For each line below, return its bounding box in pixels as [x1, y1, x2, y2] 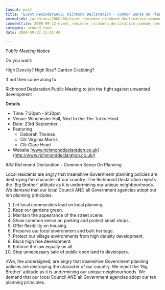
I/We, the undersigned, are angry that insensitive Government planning [5, 258, 148, 264]
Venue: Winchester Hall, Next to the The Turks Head [12, 116, 118, 121]
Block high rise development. [12, 238, 72, 244]
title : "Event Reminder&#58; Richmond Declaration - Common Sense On [5, 12, 151, 17]
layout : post [5, 7, 32, 12]
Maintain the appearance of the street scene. [12, 212, 104, 218]
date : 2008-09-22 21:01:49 [5, 30, 61, 35]
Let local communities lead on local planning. [12, 202, 104, 207]
